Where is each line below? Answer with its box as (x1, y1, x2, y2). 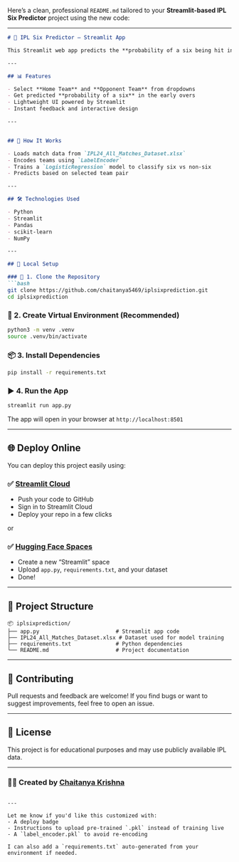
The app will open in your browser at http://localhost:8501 (7, 415, 184, 424)
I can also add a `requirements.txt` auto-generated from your (7, 843, 199, 851)
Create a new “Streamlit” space (17, 558, 110, 567)
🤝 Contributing (7, 673, 74, 685)
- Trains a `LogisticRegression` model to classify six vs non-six (7, 163, 212, 170)
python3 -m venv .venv (7, 326, 75, 333)
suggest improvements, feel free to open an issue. (7, 699, 155, 708)
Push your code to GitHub (17, 495, 94, 504)
